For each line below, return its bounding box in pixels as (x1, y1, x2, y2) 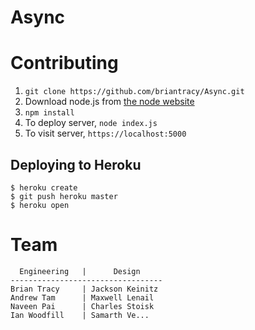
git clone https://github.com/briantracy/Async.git (24, 87, 245, 97)
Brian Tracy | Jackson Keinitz (10, 284, 159, 294)
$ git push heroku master (10, 191, 118, 201)
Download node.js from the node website (24, 96, 195, 108)
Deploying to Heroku (10, 156, 142, 173)
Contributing (10, 52, 119, 75)
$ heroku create (10, 182, 78, 193)
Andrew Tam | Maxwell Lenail (10, 292, 155, 303)
